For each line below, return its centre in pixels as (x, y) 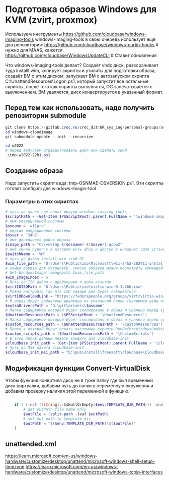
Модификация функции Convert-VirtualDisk (78, 368)
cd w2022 (14, 146)
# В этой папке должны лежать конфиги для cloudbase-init (67, 338)
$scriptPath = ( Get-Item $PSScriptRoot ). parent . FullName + (68, 216)
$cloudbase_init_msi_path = (35, 352)
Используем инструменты (33, 34)
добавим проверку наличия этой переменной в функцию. (67, 391)
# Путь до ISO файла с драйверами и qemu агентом (58, 282)
